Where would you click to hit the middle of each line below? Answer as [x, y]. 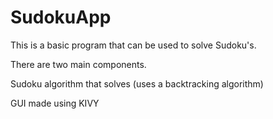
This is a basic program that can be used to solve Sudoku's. [133, 45]
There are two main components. [78, 64]
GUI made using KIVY [55, 103]
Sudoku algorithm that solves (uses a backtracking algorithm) [137, 83]
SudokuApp [61, 17]
